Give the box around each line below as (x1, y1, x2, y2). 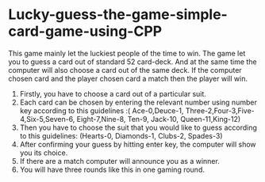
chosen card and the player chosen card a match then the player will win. (8, 74, 248, 83)
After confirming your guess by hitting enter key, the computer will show (19, 139, 256, 149)
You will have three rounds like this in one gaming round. (19, 165, 205, 174)
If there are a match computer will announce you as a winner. (19, 156, 220, 165)
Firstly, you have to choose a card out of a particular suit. (19, 89, 206, 98)
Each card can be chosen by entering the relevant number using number (19, 97, 258, 107)
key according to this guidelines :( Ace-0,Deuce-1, (19, 105, 184, 116)
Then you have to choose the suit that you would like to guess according (19, 123, 258, 132)
